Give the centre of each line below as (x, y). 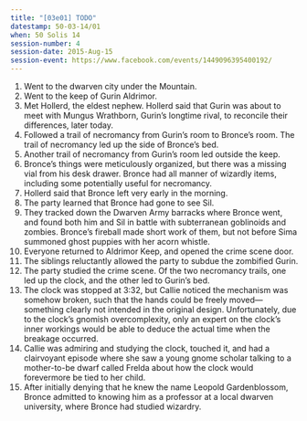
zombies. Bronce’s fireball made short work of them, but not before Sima (160, 232)
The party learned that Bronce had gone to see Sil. (119, 203)
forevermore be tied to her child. (85, 377)
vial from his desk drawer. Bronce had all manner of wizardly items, (150, 174)
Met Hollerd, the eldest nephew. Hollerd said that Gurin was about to (152, 105)
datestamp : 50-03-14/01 (56, 26)
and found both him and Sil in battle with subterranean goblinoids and (155, 222)
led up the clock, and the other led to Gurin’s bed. (116, 280)
